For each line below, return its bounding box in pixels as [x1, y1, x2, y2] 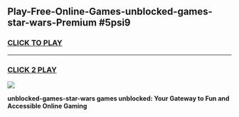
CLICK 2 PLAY [7, 65, 57, 74]
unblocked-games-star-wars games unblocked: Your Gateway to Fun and [7, 94, 230, 102]
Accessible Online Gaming [7, 101, 87, 110]
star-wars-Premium [7, 17, 97, 29]
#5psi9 [98, 17, 131, 29]
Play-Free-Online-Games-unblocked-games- [7, 6, 213, 18]
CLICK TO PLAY [7, 38, 63, 48]
